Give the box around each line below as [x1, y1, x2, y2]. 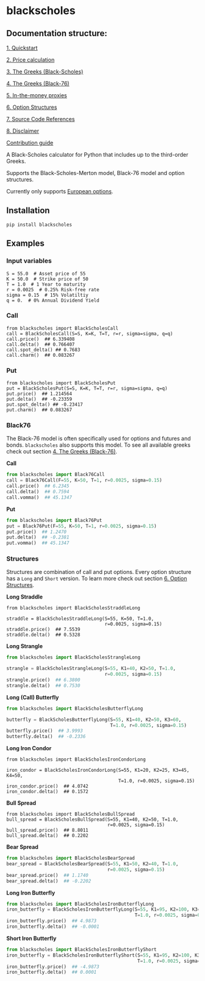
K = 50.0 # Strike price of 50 [6, 276, 88, 282]
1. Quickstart [6, 44, 38, 51]
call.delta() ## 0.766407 [6, 341, 75, 348]
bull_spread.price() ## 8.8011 [6, 827, 88, 834]
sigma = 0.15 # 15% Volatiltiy [6, 292, 88, 298]
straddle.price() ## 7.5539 [6, 627, 81, 633]
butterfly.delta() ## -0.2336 [6, 734, 86, 740]
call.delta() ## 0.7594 [6, 489, 70, 495]
